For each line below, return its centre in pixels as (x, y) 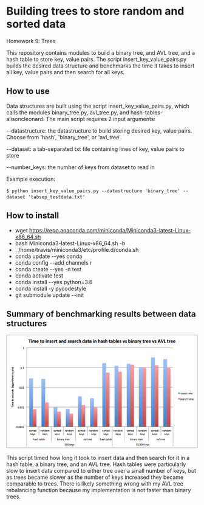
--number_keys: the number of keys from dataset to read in (80, 167)
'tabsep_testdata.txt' (57, 197)
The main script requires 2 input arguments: (101, 119)
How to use (28, 92)
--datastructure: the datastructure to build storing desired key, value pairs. (99, 131)
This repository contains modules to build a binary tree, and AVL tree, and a (101, 52)
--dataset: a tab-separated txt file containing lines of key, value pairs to (96, 149)
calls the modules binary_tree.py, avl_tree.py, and (68, 112)
